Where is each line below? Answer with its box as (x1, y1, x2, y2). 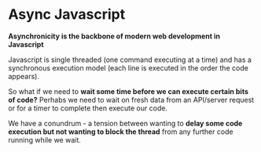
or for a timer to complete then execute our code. (8, 103, 167, 113)
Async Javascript (8, 5, 126, 24)
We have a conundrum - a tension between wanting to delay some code (8, 118, 243, 128)
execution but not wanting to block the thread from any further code (8, 127, 233, 136)
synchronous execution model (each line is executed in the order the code (8, 63, 249, 72)
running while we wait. (8, 135, 81, 144)
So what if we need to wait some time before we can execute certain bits (8, 86, 249, 96)
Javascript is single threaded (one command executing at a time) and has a (8, 55, 252, 64)
